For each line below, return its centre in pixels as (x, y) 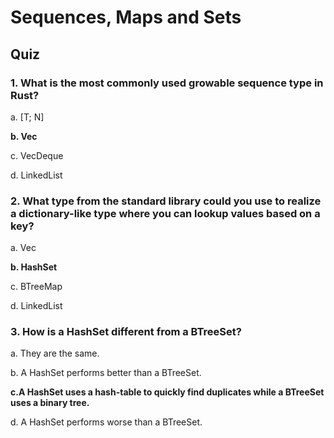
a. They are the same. (55, 353)
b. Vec (24, 136)
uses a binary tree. (50, 403)
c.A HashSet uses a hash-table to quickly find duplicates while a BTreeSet (167, 392)
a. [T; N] (27, 117)
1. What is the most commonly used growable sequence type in (167, 83)
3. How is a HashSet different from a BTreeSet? (126, 332)
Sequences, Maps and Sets (126, 17)
